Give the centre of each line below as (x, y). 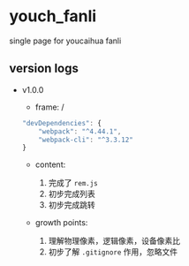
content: (50, 164)
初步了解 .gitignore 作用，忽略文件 (113, 252)
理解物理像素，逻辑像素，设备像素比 (114, 241)
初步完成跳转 (72, 205)
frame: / (49, 107)
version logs (44, 68)
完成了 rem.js (73, 183)
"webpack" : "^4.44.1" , (80, 131)
